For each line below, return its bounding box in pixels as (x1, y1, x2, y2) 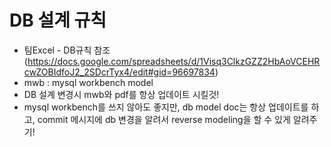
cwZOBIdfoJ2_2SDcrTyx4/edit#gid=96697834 (23, 66, 216, 78)
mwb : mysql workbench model (23, 76, 154, 88)
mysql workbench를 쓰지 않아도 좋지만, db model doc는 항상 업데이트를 (23, 101, 309, 113)
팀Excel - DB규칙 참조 (23, 44, 111, 56)
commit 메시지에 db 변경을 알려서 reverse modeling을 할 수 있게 (37, 113, 291, 125)
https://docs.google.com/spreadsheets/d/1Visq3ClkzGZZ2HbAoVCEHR (27, 55, 321, 67)
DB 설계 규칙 (9, 9, 107, 32)
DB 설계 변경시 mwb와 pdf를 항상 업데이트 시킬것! (23, 88, 220, 100)
